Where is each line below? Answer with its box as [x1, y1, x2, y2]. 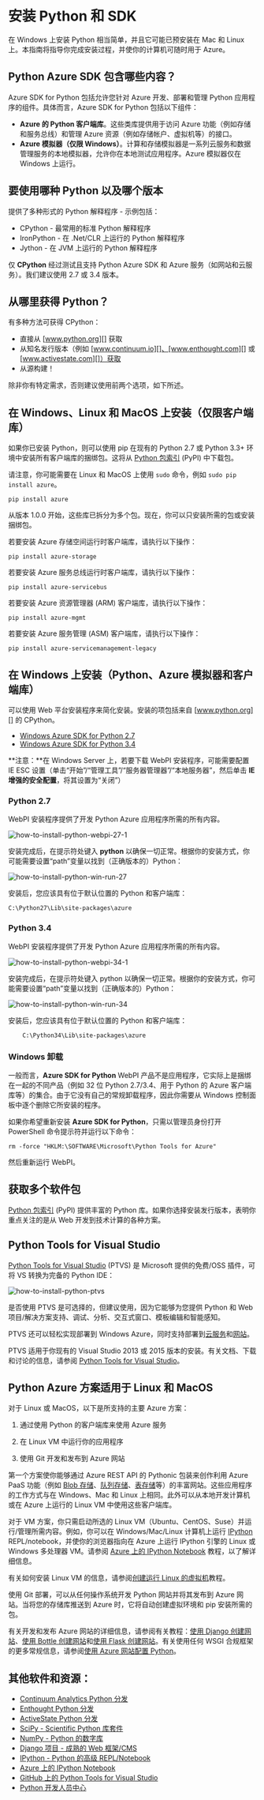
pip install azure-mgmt [8, 614, 87, 622]
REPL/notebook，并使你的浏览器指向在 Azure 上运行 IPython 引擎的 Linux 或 [8, 1537, 256, 1546]
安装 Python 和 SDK [8, 7, 137, 25]
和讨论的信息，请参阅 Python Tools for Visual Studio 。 [8, 1355, 184, 1365]
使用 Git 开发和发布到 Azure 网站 [19, 1454, 125, 1464]
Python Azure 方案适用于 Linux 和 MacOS [8, 1381, 214, 1394]
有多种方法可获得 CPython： [8, 318, 101, 327]
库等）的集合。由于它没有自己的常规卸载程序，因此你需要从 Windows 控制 [8, 1090, 250, 1099]
